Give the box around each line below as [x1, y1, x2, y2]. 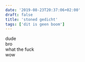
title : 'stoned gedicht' [5, 17, 58, 22]
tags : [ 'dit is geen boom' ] [5, 21, 65, 27]
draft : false [5, 12, 33, 17]
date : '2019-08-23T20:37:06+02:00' [5, 7, 81, 13]
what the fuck [5, 46, 35, 52]
